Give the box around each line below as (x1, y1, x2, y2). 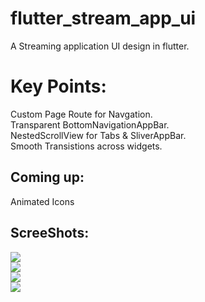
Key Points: (10, 75, 107, 98)
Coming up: (10, 169, 85, 186)
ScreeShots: (10, 225, 90, 242)
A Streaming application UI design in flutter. (10, 40, 190, 52)
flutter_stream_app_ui (10, 7, 197, 30)
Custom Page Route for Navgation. (10, 108, 153, 120)
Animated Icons (10, 195, 75, 207)
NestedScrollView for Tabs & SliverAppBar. (10, 129, 187, 141)
